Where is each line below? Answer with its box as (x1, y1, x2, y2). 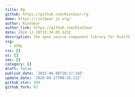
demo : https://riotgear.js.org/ (5, 16, 71, 21)
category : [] (5, 62, 32, 67)
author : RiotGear (5, 21, 41, 26)
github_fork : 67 (5, 84, 38, 90)
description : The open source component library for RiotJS (5, 35, 131, 40)
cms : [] (5, 57, 21, 62)
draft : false (5, 67, 32, 72)
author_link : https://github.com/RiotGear (5, 25, 93, 30)
